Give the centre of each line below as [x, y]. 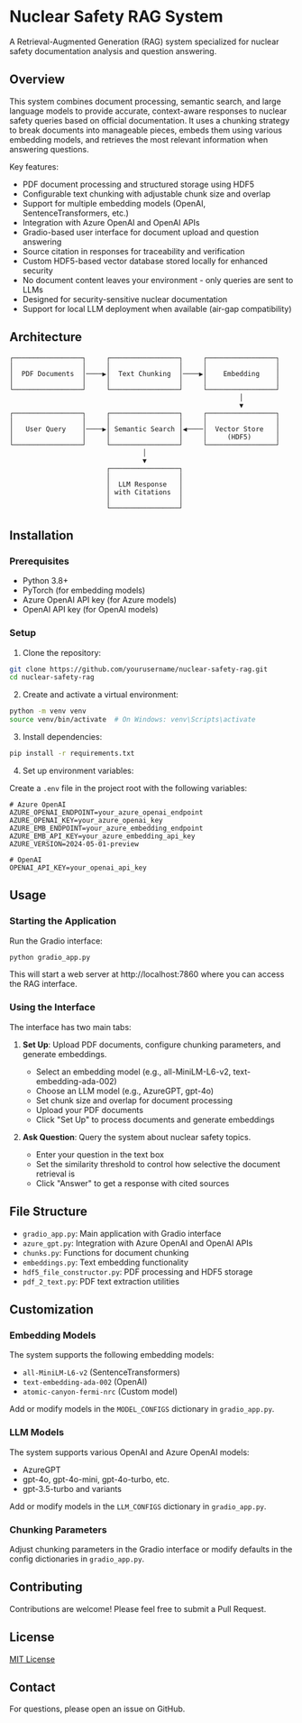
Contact [32, 1687]
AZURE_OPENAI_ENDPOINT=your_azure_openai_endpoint [106, 812]
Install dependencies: [62, 737]
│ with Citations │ [144, 492]
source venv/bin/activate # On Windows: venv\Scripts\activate [133, 720]
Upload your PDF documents [90, 1110]
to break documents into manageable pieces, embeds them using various [146, 130]
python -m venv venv [48, 711]
